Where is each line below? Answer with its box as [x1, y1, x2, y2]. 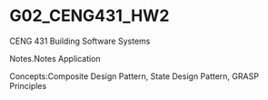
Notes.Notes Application [9, 53, 102, 64]
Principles [9, 80, 47, 91]
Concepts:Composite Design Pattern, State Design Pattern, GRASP [9, 70, 259, 82]
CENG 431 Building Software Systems [9, 35, 151, 46]
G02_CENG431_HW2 [9, 5, 170, 26]
